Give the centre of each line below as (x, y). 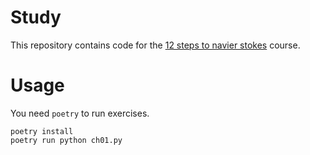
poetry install (42, 131)
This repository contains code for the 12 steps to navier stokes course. (155, 45)
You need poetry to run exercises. (80, 113)
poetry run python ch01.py (66, 140)
